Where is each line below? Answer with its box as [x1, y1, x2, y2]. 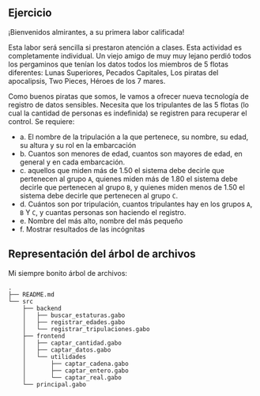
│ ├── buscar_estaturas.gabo [22, 311, 126, 319]
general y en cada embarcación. [19, 157, 126, 167]
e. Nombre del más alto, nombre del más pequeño [19, 216, 183, 225]
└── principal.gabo [22, 380, 87, 388]
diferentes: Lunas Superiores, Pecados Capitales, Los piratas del [8, 67, 219, 77]
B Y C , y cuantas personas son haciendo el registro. [19, 207, 187, 217]
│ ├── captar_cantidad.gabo [22, 339, 122, 347]
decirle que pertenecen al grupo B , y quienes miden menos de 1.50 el [19, 182, 245, 192]
